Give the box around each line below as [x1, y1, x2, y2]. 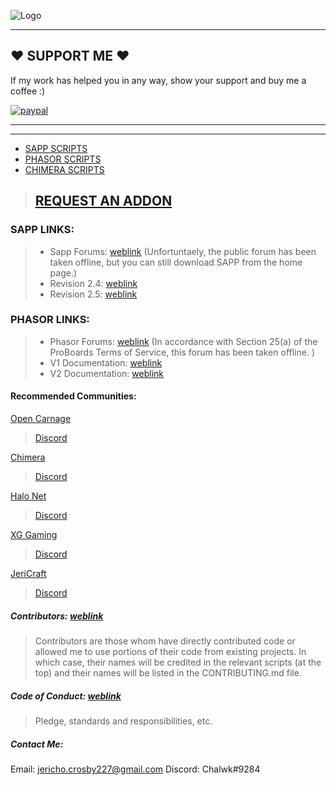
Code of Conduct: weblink [10, 690, 122, 702]
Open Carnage [10, 413, 72, 424]
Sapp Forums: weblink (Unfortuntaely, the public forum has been [49, 245, 317, 257]
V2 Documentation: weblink [49, 367, 165, 379]
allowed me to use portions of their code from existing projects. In [34, 645, 307, 657]
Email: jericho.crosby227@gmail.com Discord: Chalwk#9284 [10, 763, 261, 775]
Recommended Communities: [10, 390, 137, 402]
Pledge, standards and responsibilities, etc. [34, 715, 213, 727]
